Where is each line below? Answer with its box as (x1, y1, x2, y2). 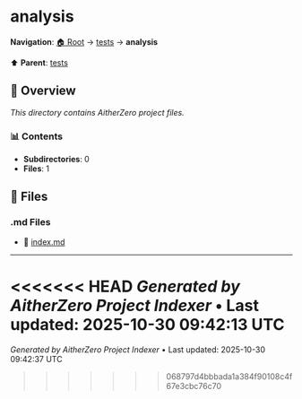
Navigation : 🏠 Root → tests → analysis (10, 36, 159, 47)
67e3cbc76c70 (166, 380, 222, 391)
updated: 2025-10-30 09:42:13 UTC (10, 314, 285, 334)
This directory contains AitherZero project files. (10, 107, 185, 117)
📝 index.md (22, 236, 65, 247)
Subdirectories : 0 (22, 154, 91, 165)
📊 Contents (10, 130, 64, 143)
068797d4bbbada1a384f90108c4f (166, 370, 293, 382)
